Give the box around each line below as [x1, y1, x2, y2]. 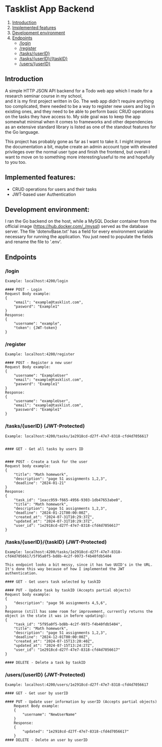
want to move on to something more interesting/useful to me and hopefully [5, 154, 155, 160]
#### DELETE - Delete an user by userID [5, 738, 88, 743]
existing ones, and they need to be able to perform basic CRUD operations [5, 108, 154, 114]
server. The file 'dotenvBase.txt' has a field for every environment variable [5, 228, 154, 234]
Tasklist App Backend [5, 3, 95, 15]
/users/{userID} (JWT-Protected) [5, 671, 86, 678]
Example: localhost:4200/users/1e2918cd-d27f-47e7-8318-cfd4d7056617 [5, 682, 149, 687]
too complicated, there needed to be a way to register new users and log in [5, 103, 155, 109]
